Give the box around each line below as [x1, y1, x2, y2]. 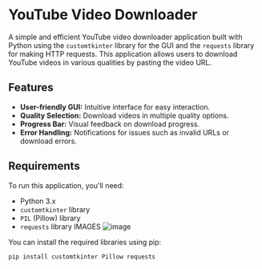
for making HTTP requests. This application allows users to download [8, 49, 238, 58]
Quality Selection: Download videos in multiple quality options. [19, 110, 229, 120]
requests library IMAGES [19, 222, 102, 231]
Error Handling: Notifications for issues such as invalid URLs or [19, 127, 230, 137]
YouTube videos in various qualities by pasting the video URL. [8, 58, 212, 67]
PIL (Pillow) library [19, 213, 81, 223]
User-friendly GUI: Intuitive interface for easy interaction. [19, 102, 211, 111]
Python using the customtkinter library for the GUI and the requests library [8, 40, 255, 50]
